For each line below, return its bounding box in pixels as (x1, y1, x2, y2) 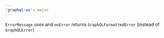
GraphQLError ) (5, 26, 35, 33)
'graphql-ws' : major (5, 7, 49, 13)
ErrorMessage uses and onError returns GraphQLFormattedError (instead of (5, 21, 160, 27)
